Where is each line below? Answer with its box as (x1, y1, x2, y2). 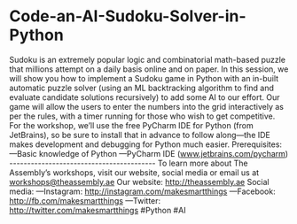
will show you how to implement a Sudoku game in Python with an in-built (9, 73, 279, 83)
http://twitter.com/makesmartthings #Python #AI (9, 205, 186, 215)
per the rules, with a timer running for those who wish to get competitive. (9, 111, 276, 121)
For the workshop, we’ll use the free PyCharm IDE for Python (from (9, 120, 254, 130)
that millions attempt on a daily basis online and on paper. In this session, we (9, 64, 289, 74)
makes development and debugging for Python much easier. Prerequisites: (9, 139, 282, 150)
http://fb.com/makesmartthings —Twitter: (9, 195, 161, 205)
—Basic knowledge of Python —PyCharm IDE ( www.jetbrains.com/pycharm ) (9, 148, 289, 158)
